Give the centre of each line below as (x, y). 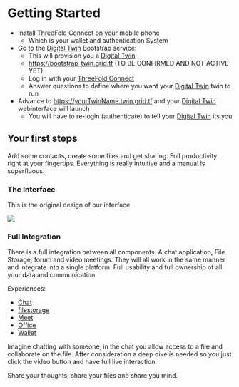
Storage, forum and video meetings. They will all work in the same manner (117, 260)
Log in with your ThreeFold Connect (81, 78)
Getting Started (54, 13)
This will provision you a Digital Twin (82, 56)
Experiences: (27, 289)
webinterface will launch (54, 108)
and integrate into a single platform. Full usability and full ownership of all (115, 267)
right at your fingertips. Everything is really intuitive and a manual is (106, 163)
